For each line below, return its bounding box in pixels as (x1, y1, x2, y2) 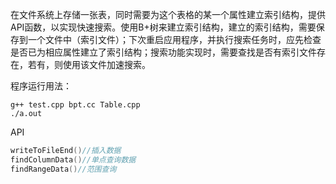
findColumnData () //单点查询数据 (10, 154, 137, 165)
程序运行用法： (10, 80, 72, 92)
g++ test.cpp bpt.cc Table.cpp (10, 100, 141, 110)
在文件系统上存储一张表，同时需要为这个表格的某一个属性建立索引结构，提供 (10, 9, 326, 20)
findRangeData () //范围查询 (10, 164, 117, 174)
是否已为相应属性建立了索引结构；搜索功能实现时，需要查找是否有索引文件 (10, 46, 317, 58)
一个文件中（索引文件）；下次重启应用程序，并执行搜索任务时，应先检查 (27, 34, 322, 45)
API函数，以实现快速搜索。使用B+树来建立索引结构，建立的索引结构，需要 (10, 21, 317, 33)
